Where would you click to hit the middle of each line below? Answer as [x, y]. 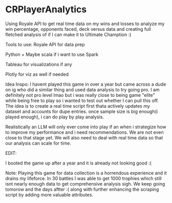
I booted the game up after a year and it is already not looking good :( [79, 163]
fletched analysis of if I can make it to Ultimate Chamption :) [68, 34]
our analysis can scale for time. [38, 143]
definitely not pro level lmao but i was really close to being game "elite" [80, 95]
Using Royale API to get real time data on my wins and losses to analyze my [85, 24]
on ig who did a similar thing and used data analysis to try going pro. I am [82, 89]
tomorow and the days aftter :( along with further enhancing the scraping [82, 189]
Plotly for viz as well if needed [37, 74]
